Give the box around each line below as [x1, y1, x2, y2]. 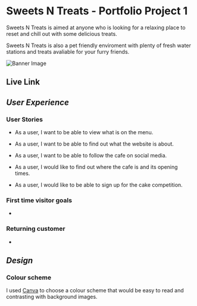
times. [14, 170, 30, 177]
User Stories [6, 115, 43, 123]
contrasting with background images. [6, 293, 98, 301]
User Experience [6, 97, 70, 107]
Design [6, 255, 33, 265]
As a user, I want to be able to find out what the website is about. [14, 140, 174, 147]
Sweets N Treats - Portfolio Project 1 [6, 4, 188, 18]
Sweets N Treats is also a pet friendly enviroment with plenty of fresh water [6, 42, 192, 49]
